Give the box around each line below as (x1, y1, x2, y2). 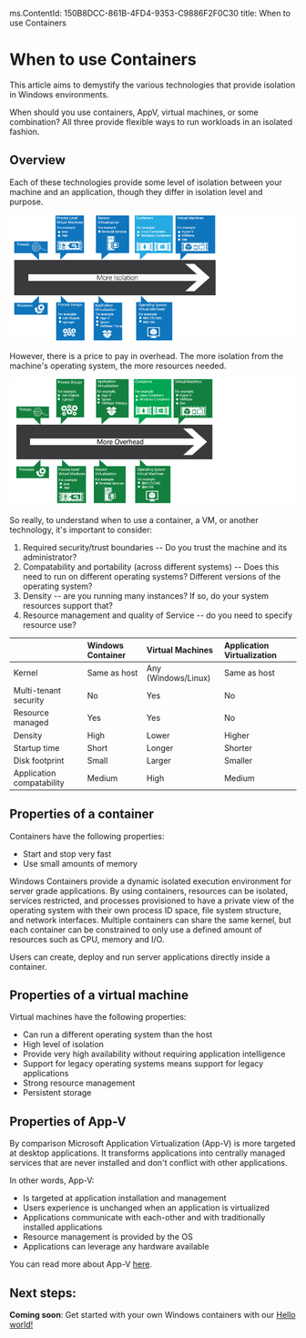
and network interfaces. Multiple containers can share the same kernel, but (9, 914, 291, 925)
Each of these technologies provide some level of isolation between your (9, 177, 282, 188)
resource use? (22, 620, 77, 630)
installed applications (22, 1221, 103, 1233)
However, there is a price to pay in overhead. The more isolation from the (9, 350, 284, 361)
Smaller (224, 756, 253, 766)
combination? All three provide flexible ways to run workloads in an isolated (9, 116, 293, 127)
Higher (224, 729, 250, 741)
